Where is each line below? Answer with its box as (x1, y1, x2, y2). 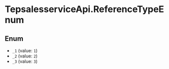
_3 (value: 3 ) (12, 58, 38, 64)
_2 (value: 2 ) (12, 53, 38, 59)
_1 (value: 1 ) (12, 48, 38, 53)
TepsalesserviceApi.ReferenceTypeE (5, 4, 164, 15)
